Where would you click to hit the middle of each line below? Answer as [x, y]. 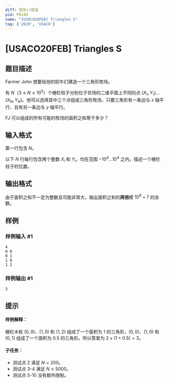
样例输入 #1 [19, 236]
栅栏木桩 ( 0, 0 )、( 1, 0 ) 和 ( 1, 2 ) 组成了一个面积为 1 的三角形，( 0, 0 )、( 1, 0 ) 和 [82, 332]
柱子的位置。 [18, 166]
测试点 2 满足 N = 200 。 [38, 363]
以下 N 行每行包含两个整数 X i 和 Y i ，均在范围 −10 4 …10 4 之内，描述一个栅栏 [83, 159]
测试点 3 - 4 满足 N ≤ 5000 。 [42, 369]
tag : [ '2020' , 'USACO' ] [30, 24]
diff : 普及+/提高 [22, 10]
